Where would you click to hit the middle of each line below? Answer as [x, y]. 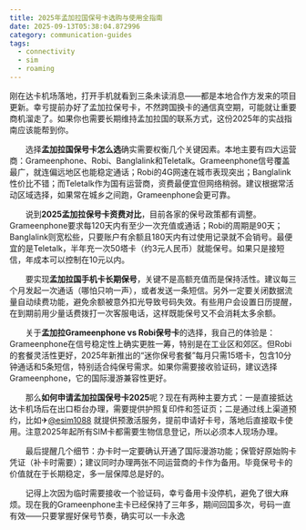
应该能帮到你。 [45, 129]
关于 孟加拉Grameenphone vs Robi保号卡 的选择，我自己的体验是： [150, 332]
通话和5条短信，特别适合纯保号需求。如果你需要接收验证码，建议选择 [147, 366]
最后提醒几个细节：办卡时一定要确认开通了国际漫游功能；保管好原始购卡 [161, 451]
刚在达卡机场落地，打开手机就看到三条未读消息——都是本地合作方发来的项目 [153, 96]
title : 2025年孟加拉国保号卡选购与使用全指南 [87, 18]
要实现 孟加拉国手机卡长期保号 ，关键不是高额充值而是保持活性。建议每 [157, 279]
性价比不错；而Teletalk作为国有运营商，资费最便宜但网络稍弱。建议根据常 [148, 183]
